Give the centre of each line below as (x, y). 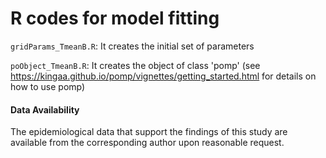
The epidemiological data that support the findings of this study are (149, 132)
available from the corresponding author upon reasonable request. (147, 143)
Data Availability (45, 109)
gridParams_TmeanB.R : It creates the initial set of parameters (132, 46)
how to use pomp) (48, 86)
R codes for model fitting (115, 18)
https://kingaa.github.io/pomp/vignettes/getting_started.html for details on (163, 76)
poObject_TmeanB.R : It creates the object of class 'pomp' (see (135, 65)
